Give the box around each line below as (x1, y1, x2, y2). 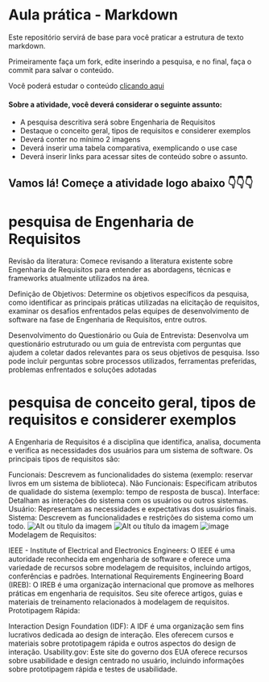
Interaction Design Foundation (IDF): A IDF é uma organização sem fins (8, 621, 244, 631)
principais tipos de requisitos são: (8, 454, 121, 464)
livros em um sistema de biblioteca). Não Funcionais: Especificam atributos (8, 478, 258, 488)
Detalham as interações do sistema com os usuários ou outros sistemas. (8, 495, 249, 506)
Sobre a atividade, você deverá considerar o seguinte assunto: (8, 99, 223, 109)
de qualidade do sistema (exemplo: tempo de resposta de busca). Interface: (8, 487, 260, 497)
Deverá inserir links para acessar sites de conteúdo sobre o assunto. (19, 152, 248, 162)
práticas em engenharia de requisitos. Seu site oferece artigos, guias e (8, 588, 243, 599)
